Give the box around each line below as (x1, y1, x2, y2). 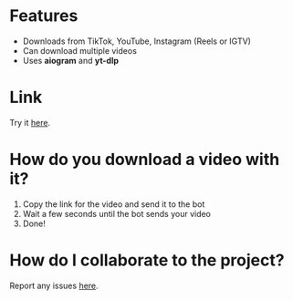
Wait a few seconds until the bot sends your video (22, 208, 212, 219)
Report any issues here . (9, 280, 99, 291)
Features (9, 5, 78, 26)
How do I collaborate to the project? (9, 250, 285, 270)
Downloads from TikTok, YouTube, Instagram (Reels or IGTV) (22, 36, 251, 47)
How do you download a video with (9, 150, 280, 170)
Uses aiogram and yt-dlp (22, 55, 120, 66)
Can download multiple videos (22, 45, 137, 56)
